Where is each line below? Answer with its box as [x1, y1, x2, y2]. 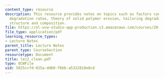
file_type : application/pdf [5, 30, 62, 34]
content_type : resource [5, 7, 54, 12]
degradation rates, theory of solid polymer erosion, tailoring [9, 16, 143, 21]
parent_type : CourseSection [5, 47, 62, 52]
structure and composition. [9, 20, 67, 26]
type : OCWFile [5, 61, 34, 66]
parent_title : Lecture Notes [5, 43, 64, 48]
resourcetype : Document [5, 52, 54, 57]
